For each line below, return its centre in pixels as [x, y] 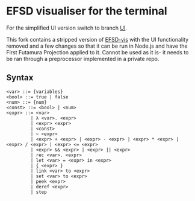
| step [39, 192]
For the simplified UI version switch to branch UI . [67, 28]
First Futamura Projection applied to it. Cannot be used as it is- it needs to [97, 52]
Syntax [20, 78]
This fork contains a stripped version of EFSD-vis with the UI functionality [97, 39]
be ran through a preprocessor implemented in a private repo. [83, 59]
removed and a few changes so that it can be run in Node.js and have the [97, 46]
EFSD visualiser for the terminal [87, 11]
